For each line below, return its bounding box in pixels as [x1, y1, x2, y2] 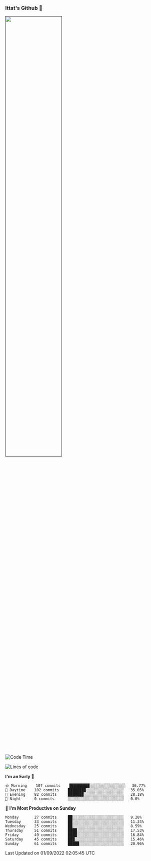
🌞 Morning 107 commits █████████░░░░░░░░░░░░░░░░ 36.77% [5, 783, 146, 788]
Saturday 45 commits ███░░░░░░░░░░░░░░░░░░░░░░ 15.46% [5, 837, 144, 842]
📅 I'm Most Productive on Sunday [5, 805, 76, 811]
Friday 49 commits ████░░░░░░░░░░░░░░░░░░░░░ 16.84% [5, 832, 144, 837]
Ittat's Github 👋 [5, 5, 42, 12]
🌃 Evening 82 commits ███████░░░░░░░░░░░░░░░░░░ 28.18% [5, 792, 144, 797]
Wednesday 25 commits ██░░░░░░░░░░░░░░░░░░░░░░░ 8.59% [5, 824, 142, 829]
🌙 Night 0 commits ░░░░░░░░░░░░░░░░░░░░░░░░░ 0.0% [5, 796, 140, 802]
